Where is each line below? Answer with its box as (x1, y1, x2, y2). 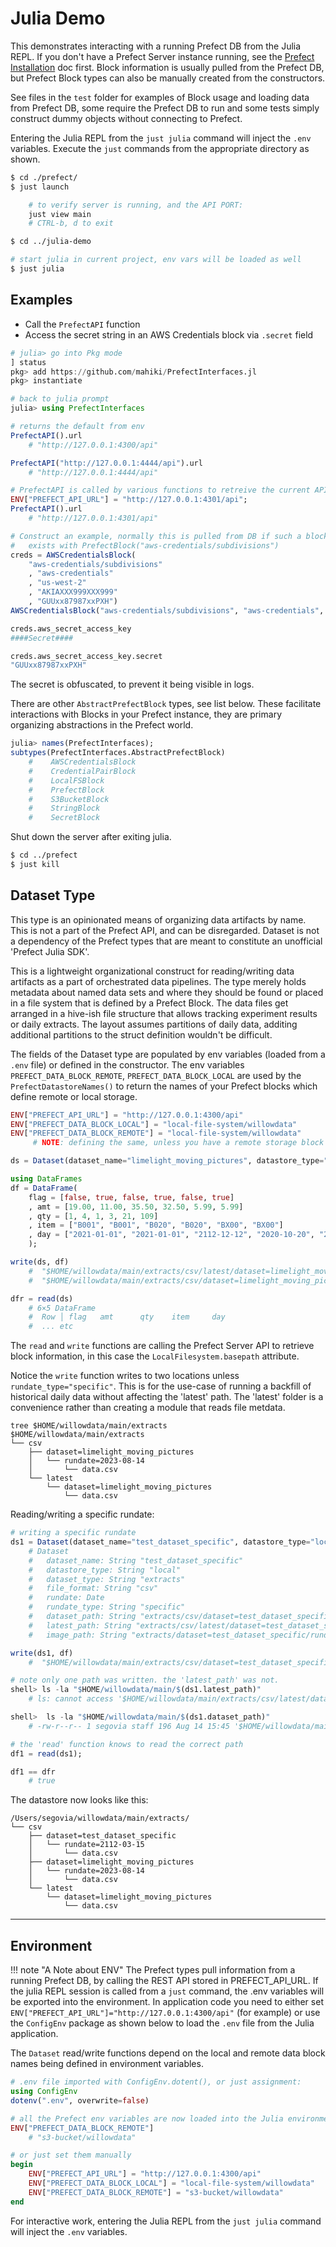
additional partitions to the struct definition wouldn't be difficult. (10, 1028, 273, 1041)
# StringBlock (28, 803, 101, 814)
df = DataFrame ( (10, 1183, 78, 1193)
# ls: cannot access (28, 1694, 114, 1704)
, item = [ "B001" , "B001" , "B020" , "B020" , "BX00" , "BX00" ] (28, 1220, 284, 1231)
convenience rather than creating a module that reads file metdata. (10, 1402, 286, 1414)
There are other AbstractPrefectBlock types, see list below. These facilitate (10, 698, 322, 710)
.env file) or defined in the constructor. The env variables (10, 1058, 245, 1071)
